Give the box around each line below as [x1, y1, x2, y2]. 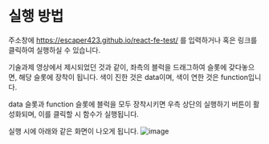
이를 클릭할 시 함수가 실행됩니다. [38, 109, 139, 118]
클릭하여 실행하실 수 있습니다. [8, 45, 101, 54]
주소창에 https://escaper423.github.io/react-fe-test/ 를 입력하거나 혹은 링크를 [8, 35, 258, 45]
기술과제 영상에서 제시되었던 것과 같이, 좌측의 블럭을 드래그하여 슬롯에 [8, 62, 227, 72]
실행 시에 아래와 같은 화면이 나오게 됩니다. [8, 126, 139, 136]
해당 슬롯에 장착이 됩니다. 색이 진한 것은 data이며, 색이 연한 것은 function [18, 72, 249, 82]
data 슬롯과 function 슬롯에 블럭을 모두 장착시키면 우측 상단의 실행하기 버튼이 [8, 99, 251, 109]
